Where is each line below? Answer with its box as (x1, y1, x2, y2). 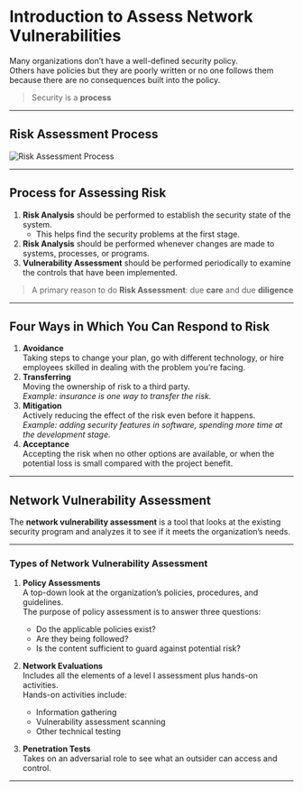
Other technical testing (35, 726, 122, 737)
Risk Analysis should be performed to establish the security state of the (22, 209, 291, 220)
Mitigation (22, 400, 62, 412)
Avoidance (22, 343, 65, 354)
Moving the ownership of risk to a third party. (22, 381, 191, 392)
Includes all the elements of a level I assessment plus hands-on (22, 670, 259, 681)
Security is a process (31, 92, 112, 103)
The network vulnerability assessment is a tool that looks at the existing (9, 516, 281, 527)
